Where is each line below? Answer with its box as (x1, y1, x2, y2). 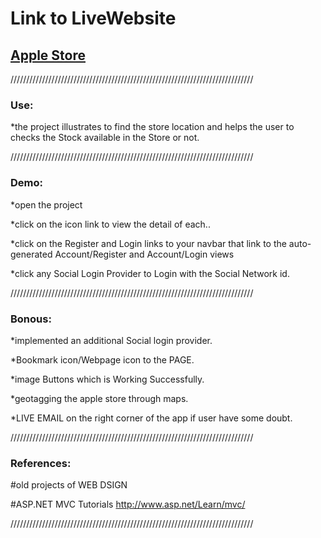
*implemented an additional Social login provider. (10, 334, 213, 346)
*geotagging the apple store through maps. (10, 392, 189, 404)
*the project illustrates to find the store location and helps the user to (10, 121, 295, 133)
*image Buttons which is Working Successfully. (10, 373, 205, 385)
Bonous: (10, 312, 52, 326)
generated (10, 248, 53, 260)
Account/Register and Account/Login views (54, 248, 235, 260)
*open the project (10, 198, 83, 211)
